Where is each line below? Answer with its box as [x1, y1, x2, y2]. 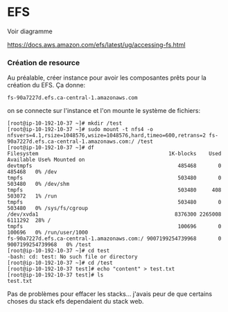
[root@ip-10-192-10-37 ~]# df [7, 144, 95, 151]
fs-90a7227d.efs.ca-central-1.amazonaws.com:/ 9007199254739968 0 [7, 235, 222, 243]
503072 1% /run [7, 193, 58, 200]
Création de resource [7, 58, 80, 67]
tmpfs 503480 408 [7, 187, 222, 194]
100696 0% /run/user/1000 [7, 229, 89, 236]
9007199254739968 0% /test [7, 241, 91, 248]
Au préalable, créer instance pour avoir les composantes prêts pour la [7, 73, 207, 82]
